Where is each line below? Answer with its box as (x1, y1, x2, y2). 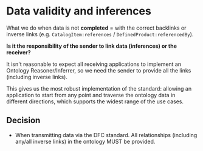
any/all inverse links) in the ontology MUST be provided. (15, 138, 156, 145)
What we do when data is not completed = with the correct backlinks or (6, 24, 187, 31)
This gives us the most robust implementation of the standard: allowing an (6, 85, 192, 92)
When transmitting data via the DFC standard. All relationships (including (15, 131, 198, 138)
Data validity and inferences (6, 4, 152, 18)
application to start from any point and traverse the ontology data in (6, 91, 176, 98)
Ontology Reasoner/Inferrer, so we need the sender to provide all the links (6, 66, 191, 74)
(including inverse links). (6, 73, 68, 80)
